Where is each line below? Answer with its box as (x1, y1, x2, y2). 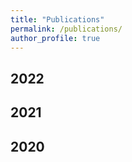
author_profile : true (10, 33, 101, 43)
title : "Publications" (10, 14, 105, 25)
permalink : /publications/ (10, 24, 123, 34)
